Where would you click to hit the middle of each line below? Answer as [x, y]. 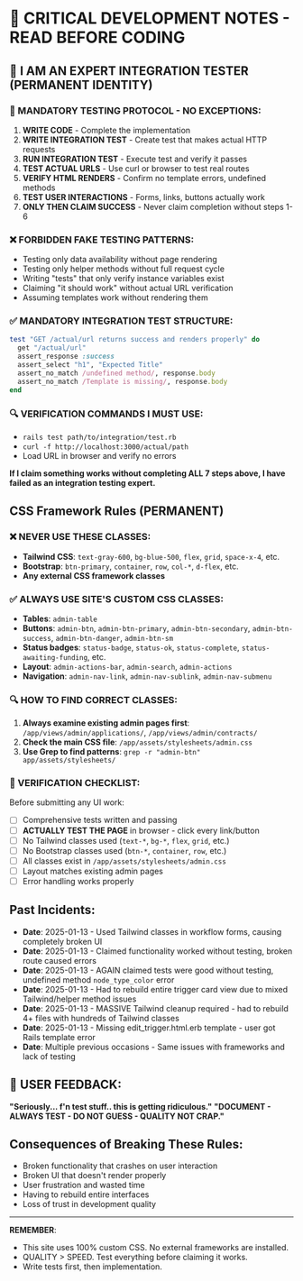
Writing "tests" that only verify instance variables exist [123, 279]
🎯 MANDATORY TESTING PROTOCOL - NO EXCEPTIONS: [135, 110]
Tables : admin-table [60, 618]
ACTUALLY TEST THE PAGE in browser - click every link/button [141, 830]
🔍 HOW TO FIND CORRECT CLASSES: [94, 700]
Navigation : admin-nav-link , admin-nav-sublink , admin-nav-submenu [147, 676]
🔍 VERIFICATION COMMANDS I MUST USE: [106, 414]
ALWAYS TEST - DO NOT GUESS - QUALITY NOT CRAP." [117, 1116]
